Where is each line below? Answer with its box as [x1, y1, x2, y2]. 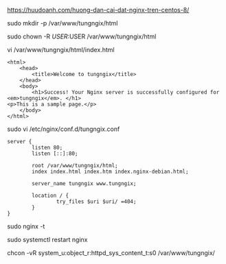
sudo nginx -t [7, 222, 45, 230]
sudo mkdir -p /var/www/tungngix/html [7, 19, 118, 27]
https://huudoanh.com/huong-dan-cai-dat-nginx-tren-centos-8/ [7, 6, 190, 14]
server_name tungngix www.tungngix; [32, 180, 137, 187]
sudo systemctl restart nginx [7, 236, 88, 243]
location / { [32, 192, 69, 199]
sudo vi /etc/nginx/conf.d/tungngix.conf [7, 125, 120, 133]
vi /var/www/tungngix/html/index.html [7, 46, 115, 53]
